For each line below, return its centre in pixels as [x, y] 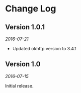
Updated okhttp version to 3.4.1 [44, 48]
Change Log [31, 9]
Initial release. [19, 86]
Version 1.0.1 [25, 27]
